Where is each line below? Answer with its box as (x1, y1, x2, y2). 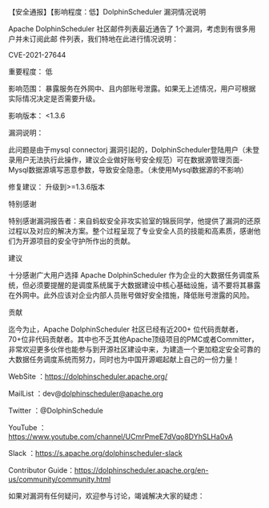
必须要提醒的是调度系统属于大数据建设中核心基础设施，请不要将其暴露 (29, 280, 261, 290)
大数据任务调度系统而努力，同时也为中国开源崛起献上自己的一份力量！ (8, 355, 240, 364)
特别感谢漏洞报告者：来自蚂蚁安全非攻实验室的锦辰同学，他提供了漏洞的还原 (8, 216, 261, 226)
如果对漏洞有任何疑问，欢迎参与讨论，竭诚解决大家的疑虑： (8, 491, 205, 500)
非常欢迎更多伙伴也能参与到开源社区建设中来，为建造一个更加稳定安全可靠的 (8, 344, 261, 354)
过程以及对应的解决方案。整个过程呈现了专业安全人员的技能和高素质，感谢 (8, 226, 254, 235)
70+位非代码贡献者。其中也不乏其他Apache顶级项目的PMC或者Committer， (8, 335, 259, 343)
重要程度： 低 (8, 67, 53, 76)
